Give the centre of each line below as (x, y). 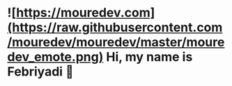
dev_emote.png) (55, 57)
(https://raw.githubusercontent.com (115, 27)
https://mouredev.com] (86, 13)
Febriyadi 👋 (41, 72)
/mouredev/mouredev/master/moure (116, 42)
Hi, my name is (149, 57)
